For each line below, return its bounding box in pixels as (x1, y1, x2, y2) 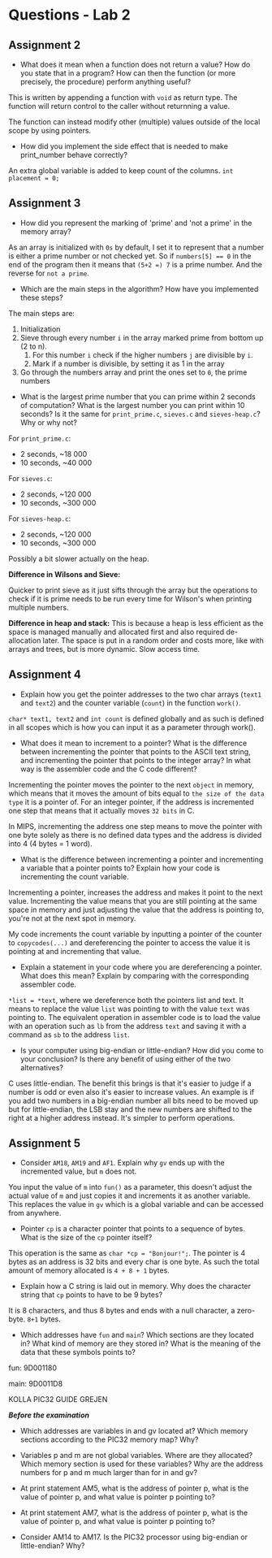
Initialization (19, 323, 61, 334)
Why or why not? (19, 417, 77, 427)
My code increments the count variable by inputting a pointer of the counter (8, 929, 262, 939)
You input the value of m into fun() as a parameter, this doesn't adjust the (8, 1183, 253, 1192)
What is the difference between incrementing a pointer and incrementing (19, 854, 264, 864)
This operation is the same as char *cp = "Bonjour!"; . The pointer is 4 (8, 1248, 246, 1258)
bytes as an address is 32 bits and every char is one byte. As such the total (8, 1257, 260, 1267)
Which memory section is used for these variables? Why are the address (19, 1459, 264, 1469)
